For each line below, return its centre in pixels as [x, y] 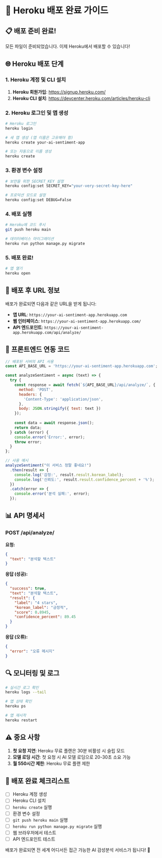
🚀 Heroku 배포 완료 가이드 [57, 10]
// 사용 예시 [17, 461]
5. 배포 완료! [20, 257]
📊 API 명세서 [25, 516]
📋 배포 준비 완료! [31, 31]
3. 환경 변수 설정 [24, 170]
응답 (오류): [17, 637]
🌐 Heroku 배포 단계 [35, 64]
